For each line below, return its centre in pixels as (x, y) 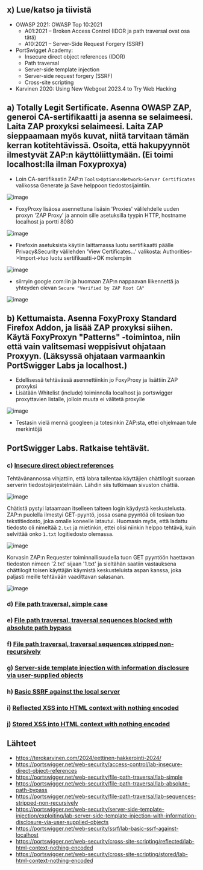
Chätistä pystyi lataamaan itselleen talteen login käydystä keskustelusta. (96, 508)
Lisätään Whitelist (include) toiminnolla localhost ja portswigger (94, 393)
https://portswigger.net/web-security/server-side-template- (90, 810)
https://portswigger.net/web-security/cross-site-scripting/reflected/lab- (105, 842)
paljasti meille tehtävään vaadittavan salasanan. (66, 577)
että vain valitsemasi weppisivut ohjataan (86, 347)
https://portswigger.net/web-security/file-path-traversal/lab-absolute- (103, 784)
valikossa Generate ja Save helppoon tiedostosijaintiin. (83, 185)
